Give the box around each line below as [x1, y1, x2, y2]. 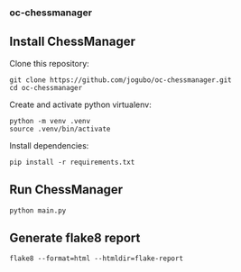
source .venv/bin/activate [9, 124, 111, 133]
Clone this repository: [9, 58, 90, 68]
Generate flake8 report [9, 230, 141, 245]
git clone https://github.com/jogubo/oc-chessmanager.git [9, 75, 232, 85]
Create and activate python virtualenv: [9, 99, 152, 110]
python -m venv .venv [9, 116, 91, 125]
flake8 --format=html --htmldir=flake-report [9, 254, 183, 263]
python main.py [9, 205, 67, 215]
